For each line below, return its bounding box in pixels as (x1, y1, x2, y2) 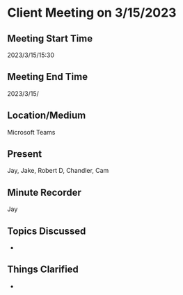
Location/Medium (7, 110, 86, 121)
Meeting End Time (7, 71, 88, 83)
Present (7, 148, 42, 160)
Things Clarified (7, 264, 79, 276)
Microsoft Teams (7, 128, 56, 136)
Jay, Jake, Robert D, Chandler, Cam (7, 167, 109, 175)
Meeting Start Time (7, 33, 93, 44)
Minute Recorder (7, 186, 81, 199)
